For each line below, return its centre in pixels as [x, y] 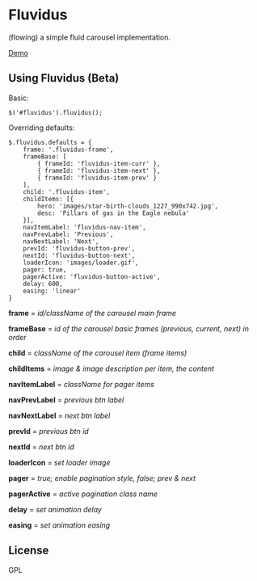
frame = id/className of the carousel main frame [92, 313]
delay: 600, [43, 284]
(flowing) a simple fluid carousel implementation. [90, 37]
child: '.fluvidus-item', [67, 192]
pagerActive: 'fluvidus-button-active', [92, 276]
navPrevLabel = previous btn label [66, 400]
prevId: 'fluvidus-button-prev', [79, 248]
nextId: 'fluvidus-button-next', [79, 255]
